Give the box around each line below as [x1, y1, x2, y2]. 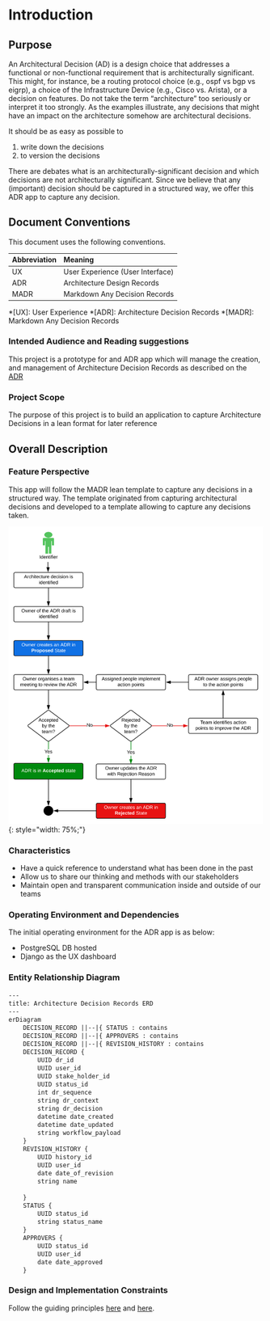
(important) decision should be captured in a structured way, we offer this [8, 184, 255, 193]
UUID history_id [37, 1153, 92, 1161]
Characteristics [8, 845, 71, 856]
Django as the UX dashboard [19, 952, 117, 961]
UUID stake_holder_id [37, 1072, 111, 1080]
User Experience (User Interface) [63, 267, 175, 276]
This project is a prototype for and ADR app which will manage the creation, [8, 354, 261, 364]
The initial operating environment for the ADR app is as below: [8, 927, 215, 937]
